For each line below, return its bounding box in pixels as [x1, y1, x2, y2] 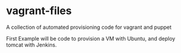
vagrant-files [6, 4, 72, 18]
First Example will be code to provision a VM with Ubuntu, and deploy [6, 35, 176, 42]
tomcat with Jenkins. [6, 41, 57, 48]
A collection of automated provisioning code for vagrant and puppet [6, 24, 172, 31]
